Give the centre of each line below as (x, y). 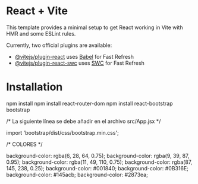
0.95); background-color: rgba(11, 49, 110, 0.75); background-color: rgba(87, (99, 162)
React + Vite (37, 11)
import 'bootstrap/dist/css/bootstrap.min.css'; (62, 132)
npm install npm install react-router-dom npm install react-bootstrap (89, 103)
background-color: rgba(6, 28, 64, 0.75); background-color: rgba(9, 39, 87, (98, 156)
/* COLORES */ (24, 144)
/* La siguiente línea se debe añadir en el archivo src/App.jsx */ (84, 121)
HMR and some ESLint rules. (41, 33)
